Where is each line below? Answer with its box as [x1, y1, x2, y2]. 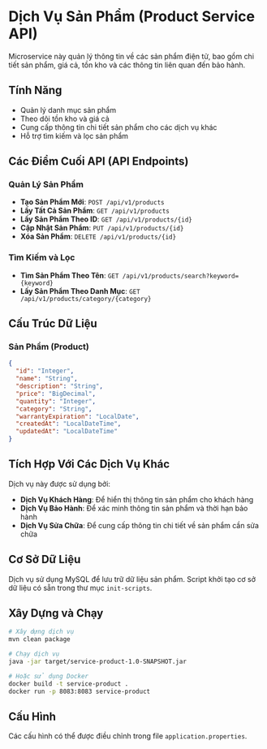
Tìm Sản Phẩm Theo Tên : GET [19, 270, 119, 280]
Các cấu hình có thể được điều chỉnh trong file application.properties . [8, 731, 248, 741]
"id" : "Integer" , [15, 367, 75, 376]
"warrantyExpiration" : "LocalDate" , [15, 412, 140, 420]
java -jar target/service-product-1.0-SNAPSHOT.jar [8, 657, 187, 666]
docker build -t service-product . [8, 679, 129, 688]
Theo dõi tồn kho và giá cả [19, 114, 110, 123]
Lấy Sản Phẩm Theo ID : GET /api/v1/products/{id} [19, 214, 192, 224]
